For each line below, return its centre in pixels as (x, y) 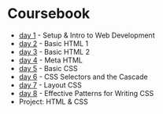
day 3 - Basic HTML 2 (54, 52)
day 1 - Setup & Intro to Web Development (87, 35)
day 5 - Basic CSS (48, 68)
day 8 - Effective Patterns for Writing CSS (86, 93)
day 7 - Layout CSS (50, 85)
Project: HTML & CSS (53, 102)
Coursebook (49, 14)
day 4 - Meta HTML (51, 60)
